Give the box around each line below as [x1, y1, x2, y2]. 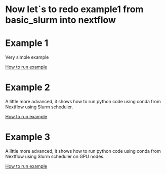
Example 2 [5, 82, 51, 93]
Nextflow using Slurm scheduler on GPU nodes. [5, 153, 105, 159]
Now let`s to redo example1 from [5, 4, 144, 15]
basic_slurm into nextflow [5, 14, 116, 26]
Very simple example [5, 54, 49, 60]
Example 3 [5, 132, 51, 143]
